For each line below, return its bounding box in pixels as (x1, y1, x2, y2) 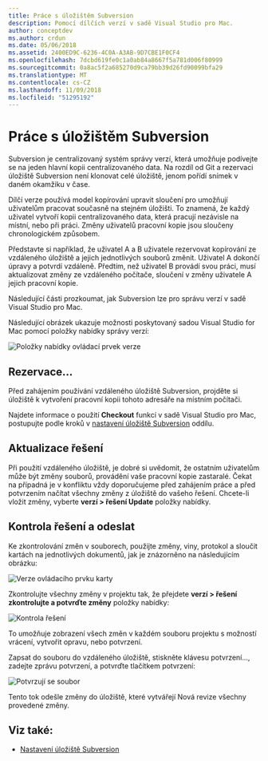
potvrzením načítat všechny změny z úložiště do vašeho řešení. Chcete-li (8, 488, 250, 497)
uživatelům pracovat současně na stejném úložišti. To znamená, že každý (8, 204, 250, 213)
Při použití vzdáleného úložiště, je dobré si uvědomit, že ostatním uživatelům (8, 462, 260, 472)
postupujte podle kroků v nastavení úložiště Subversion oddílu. (8, 418, 215, 428)
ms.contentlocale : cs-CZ (8, 78, 91, 86)
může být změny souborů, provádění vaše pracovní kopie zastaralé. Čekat (8, 471, 253, 481)
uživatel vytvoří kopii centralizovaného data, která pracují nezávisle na (8, 212, 239, 222)
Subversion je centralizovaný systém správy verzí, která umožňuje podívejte (8, 154, 258, 164)
